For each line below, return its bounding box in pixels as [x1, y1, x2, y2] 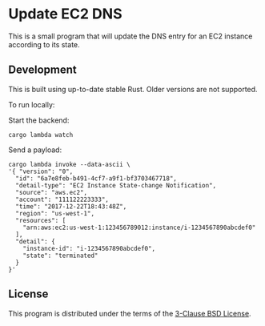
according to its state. [8, 39, 80, 49]
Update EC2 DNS [8, 5, 122, 23]
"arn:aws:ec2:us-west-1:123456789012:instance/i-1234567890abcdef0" [22, 223, 256, 231]
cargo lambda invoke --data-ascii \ [8, 160, 130, 168]
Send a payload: [8, 145, 62, 155]
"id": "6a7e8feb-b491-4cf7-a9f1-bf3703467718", [15, 174, 178, 183]
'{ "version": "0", [8, 167, 74, 175]
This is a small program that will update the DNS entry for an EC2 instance [8, 31, 253, 41]
